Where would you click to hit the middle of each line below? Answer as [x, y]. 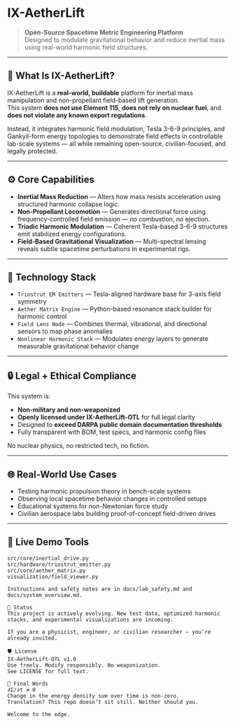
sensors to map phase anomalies [65, 332]
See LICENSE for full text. [48, 671]
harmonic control [42, 316]
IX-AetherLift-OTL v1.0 [42, 659]
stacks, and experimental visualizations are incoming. [90, 619]
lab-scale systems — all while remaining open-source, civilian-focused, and [116, 143]
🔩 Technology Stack [52, 277]
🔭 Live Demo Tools [48, 542]
